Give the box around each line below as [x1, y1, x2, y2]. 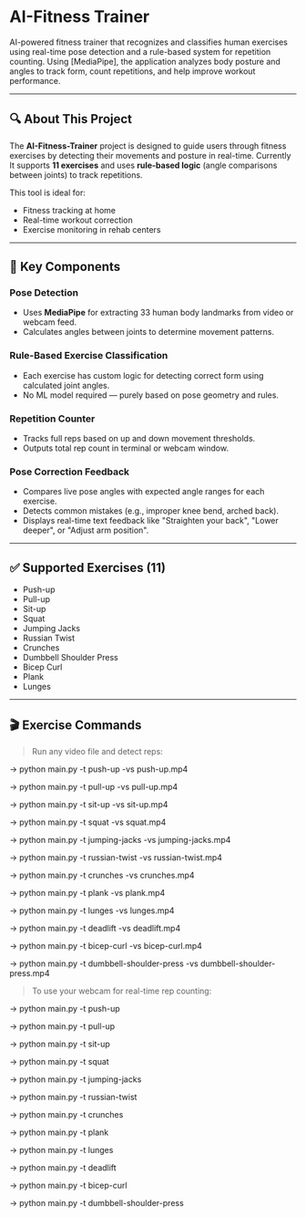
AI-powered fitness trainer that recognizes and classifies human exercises [9, 36, 289, 47]
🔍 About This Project [9, 111, 133, 127]
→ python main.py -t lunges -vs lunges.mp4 [9, 905, 175, 916]
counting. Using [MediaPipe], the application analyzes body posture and [9, 56, 280, 67]
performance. [9, 75, 61, 86]
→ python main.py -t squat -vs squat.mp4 [9, 817, 167, 827]
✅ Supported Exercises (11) [9, 559, 167, 576]
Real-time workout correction [22, 214, 134, 225]
